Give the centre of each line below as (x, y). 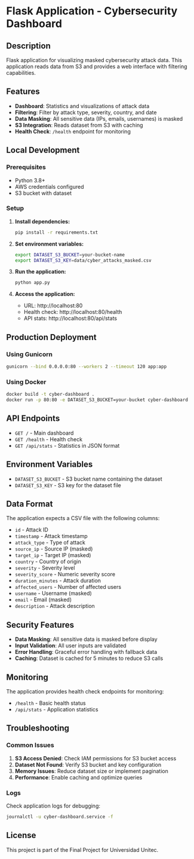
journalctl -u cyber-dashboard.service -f (60, 817)
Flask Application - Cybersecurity (92, 11)
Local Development (43, 150)
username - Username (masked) (53, 594)
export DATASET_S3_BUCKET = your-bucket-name (70, 255)
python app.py (32, 283)
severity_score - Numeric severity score (65, 574)
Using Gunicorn (29, 354)
